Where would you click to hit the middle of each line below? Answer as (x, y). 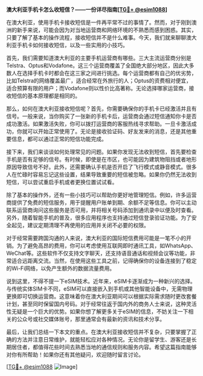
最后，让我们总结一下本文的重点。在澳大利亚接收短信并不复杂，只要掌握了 (99, 332)
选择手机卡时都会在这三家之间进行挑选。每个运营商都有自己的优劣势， (109, 73)
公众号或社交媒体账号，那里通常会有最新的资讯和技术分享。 (91, 319)
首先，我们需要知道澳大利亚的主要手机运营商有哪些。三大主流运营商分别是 (99, 58)
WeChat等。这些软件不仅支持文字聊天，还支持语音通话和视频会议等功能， (98, 253)
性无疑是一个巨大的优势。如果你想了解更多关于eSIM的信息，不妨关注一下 (97, 312)
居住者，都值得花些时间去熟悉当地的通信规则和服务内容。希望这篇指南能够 (104, 347)
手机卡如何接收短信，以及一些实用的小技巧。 (72, 45)
